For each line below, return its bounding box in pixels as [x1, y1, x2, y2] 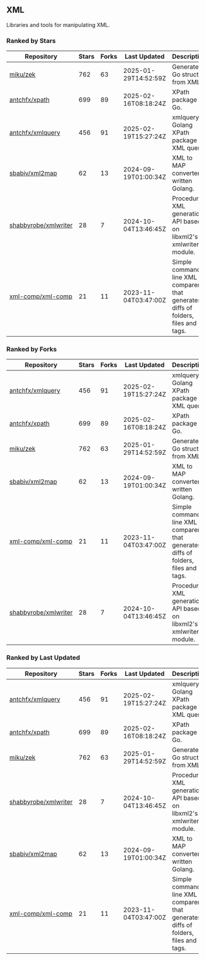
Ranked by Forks [6, 345, 57, 354]
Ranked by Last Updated [6, 653, 81, 662]
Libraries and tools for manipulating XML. [6, 21, 110, 28]
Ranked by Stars [6, 36, 56, 45]
